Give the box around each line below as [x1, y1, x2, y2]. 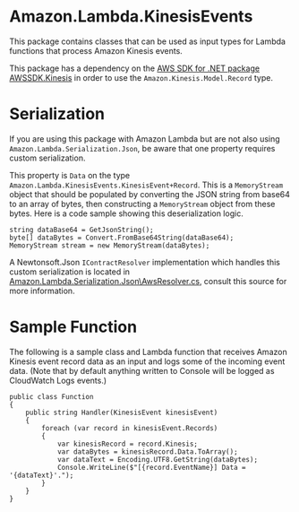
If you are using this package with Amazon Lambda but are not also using [9, 133, 280, 144]
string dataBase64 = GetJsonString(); [9, 225, 154, 234]
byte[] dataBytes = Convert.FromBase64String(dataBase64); [9, 233, 235, 242]
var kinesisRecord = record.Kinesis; [56, 439, 199, 448]
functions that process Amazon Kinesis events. [9, 45, 184, 56]
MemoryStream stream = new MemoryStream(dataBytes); [9, 240, 210, 250]
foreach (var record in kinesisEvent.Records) [41, 423, 218, 432]
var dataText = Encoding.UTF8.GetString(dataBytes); [56, 455, 258, 464]
